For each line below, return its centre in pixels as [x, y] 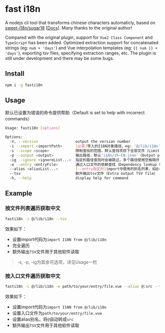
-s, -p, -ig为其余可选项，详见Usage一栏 [57, 262]
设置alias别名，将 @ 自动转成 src [43, 319]
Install [15, 74]
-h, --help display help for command [69, 178]
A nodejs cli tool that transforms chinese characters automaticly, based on [80, 23]
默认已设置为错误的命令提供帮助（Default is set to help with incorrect [75, 113]
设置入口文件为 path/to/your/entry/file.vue [57, 313]
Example [19, 193]
